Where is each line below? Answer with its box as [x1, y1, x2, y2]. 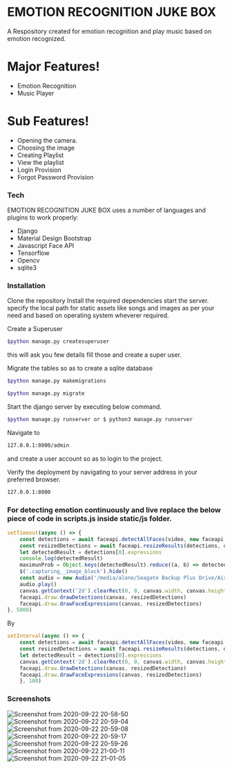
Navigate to [7, 428, 40, 436]
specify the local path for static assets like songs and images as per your [7, 304, 215, 312]
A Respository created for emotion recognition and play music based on [7, 27, 212, 35]
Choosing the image [17, 143, 75, 152]
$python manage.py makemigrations [7, 378, 107, 384]
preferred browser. [7, 475, 61, 484]
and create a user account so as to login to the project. [7, 454, 164, 463]
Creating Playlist [17, 150, 64, 159]
